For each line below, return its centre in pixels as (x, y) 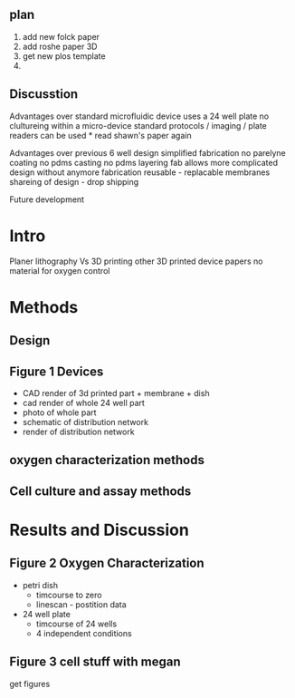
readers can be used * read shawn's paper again (100, 135)
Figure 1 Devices (57, 371)
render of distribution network (78, 431)
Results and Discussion (100, 530)
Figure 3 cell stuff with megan (95, 662)
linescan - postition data (81, 604)
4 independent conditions (84, 633)
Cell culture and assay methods (100, 491)
